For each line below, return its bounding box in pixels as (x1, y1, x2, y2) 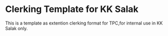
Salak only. (5, 25, 28, 31)
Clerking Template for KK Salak (5, 3, 139, 15)
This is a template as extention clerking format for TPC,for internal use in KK (5, 20, 163, 26)
